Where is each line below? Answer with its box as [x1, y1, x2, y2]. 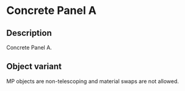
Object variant [6, 61, 62, 72]
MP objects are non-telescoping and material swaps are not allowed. [6, 77, 179, 85]
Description [6, 28, 52, 38]
